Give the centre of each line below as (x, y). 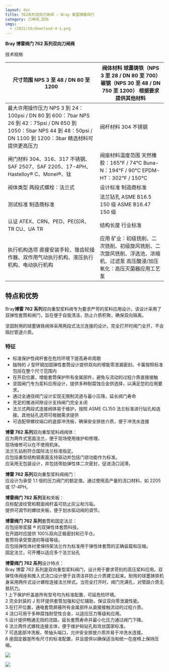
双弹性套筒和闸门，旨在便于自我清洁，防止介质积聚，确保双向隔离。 (76, 315)
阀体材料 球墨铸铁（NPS (131, 68)
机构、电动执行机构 (31, 265)
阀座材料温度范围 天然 (126, 155)
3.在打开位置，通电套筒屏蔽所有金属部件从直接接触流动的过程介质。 (75, 607)
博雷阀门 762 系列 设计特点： (35, 563)
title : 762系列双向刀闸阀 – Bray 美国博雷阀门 (50, 15)
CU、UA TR (29, 229)
